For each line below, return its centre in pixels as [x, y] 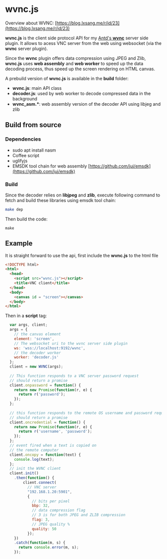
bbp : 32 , [41, 506]
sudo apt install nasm [34, 150]
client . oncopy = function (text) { [45, 455]
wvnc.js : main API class [37, 88]
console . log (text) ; [34, 459]
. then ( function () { [34, 478]
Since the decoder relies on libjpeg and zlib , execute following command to [83, 195]
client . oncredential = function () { [47, 422]
